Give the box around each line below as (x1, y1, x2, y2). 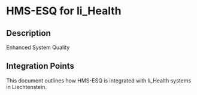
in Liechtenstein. (6, 83, 47, 90)
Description (6, 28, 51, 38)
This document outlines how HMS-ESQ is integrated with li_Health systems (6, 76, 192, 84)
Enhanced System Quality (6, 44, 70, 51)
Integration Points (6, 61, 75, 71)
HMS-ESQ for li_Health (6, 4, 122, 18)
